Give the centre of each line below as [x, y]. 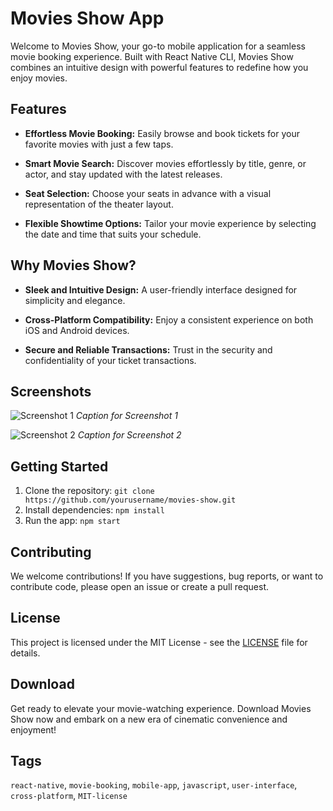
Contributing [51, 552]
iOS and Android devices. [77, 330]
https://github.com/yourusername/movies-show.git [130, 500]
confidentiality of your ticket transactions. [110, 360]
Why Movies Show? [73, 265]
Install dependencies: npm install [94, 510]
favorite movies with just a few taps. [99, 144]
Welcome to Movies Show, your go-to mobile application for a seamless [158, 46]
